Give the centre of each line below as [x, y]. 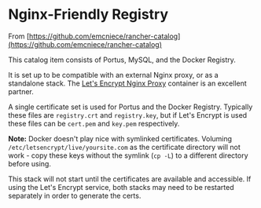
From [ [19, 36]
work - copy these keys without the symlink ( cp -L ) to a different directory [128, 155]
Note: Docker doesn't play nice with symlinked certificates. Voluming [120, 138]
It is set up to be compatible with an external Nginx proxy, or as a [113, 75]
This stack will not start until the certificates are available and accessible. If [130, 179]
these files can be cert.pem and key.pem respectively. [94, 123]
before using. [29, 163]
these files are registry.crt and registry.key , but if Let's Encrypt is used [128, 115]
